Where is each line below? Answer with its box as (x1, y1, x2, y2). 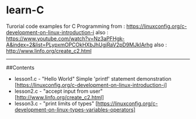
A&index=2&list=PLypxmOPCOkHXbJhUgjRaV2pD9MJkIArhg (6, 41, 153, 48)
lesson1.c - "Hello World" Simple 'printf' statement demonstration (14, 75, 172, 82)
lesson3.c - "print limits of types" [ (14, 100, 98, 107)
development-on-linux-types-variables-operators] (14, 106, 136, 113)
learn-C (6, 3, 44, 17)
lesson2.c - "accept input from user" (14, 88, 103, 95)
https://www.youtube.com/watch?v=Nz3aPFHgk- (6, 35, 125, 42)
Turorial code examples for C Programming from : (6, 23, 125, 30)
